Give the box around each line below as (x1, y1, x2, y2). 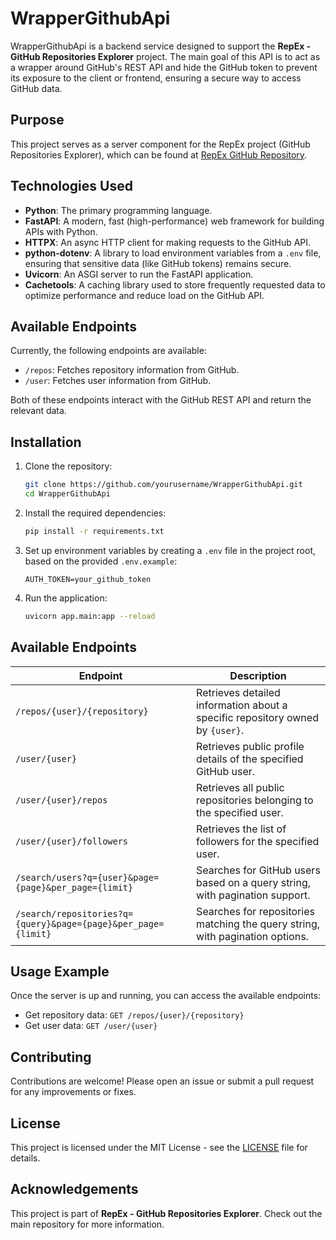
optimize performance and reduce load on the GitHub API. (24, 289, 265, 301)
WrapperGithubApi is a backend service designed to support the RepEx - (10, 40, 312, 52)
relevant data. (10, 405, 67, 417)
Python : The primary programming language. (24, 204, 213, 216)
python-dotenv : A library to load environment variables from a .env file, (24, 247, 322, 259)
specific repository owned (196, 710, 319, 724)
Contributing (10, 1048, 92, 1066)
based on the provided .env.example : (24, 555, 178, 567)
